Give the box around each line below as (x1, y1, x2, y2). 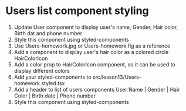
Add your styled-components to (13, 73, 92, 80)
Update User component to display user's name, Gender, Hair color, (13, 23, 178, 31)
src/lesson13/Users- (92, 73, 142, 80)
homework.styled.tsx (13, 79, 65, 86)
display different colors (13, 67, 70, 74)
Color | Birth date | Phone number (13, 92, 96, 99)
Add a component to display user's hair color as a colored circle (13, 48, 169, 55)
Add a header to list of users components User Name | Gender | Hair (13, 86, 180, 93)
